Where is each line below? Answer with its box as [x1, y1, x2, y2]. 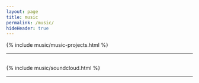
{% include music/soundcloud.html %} [6, 65, 101, 72]
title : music [6, 14, 38, 20]
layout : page [6, 8, 38, 15]
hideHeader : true [6, 25, 49, 31]
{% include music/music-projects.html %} [6, 41, 108, 49]
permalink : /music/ [6, 20, 54, 25]
